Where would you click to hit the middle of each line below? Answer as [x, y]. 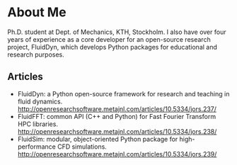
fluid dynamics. [40, 101]
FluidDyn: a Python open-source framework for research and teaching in [123, 93]
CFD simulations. [82, 147]
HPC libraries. [38, 124]
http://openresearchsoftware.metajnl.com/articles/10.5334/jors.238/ [117, 131]
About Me [37, 12]
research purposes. [36, 55]
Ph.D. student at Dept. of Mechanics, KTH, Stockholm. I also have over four [117, 32]
